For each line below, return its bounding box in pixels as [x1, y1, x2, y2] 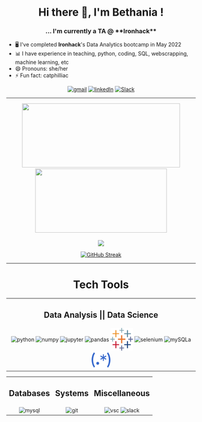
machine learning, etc [14, 58, 69, 66]
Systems [55, 388, 89, 398]
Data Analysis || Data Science [44, 310, 158, 320]
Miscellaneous [94, 388, 150, 398]
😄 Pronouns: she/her [14, 65, 68, 72]
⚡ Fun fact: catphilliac [14, 72, 69, 79]
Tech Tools [73, 277, 129, 291]
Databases [8, 388, 50, 398]
